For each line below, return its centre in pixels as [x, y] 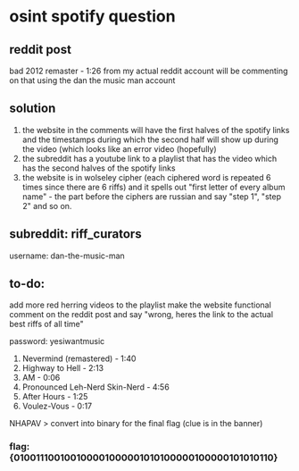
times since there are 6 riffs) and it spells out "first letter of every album [154, 187]
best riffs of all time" [47, 324]
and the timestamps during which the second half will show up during [150, 139]
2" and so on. [47, 206]
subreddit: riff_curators [75, 234]
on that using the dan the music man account [92, 80]
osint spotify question [92, 17]
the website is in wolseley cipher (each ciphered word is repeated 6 [146, 177]
